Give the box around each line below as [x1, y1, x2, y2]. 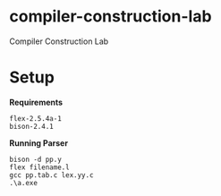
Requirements [9, 97, 64, 107]
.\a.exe [9, 178, 38, 187]
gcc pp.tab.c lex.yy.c [9, 170, 94, 180]
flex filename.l [9, 163, 70, 172]
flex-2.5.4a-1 [9, 114, 63, 123]
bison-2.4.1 [9, 122, 54, 131]
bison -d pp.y [9, 155, 63, 164]
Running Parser [9, 137, 69, 149]
